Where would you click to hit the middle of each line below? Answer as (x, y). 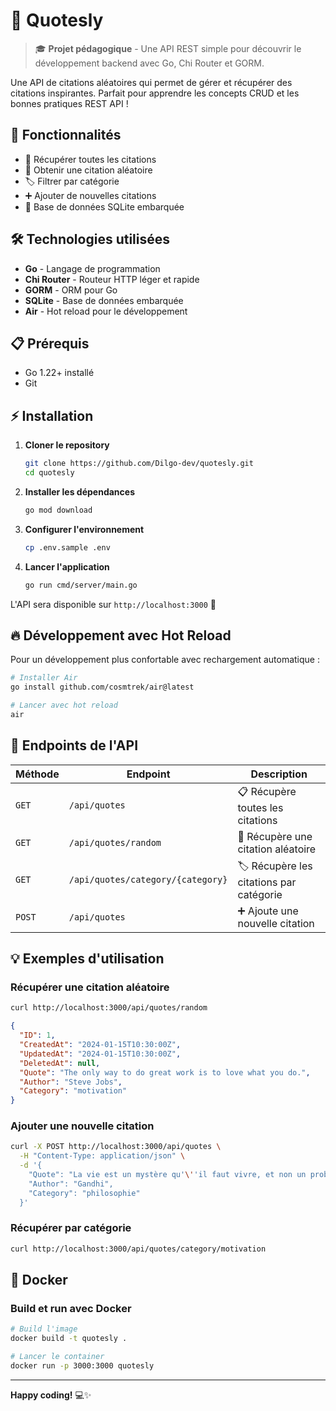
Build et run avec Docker (71, 1309)
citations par (267, 882)
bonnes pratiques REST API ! (69, 103)
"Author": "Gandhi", (71, 1184)
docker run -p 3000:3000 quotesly (82, 1366)
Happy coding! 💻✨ (51, 1395)
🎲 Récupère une (275, 836)
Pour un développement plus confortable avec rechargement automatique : (165, 660)
